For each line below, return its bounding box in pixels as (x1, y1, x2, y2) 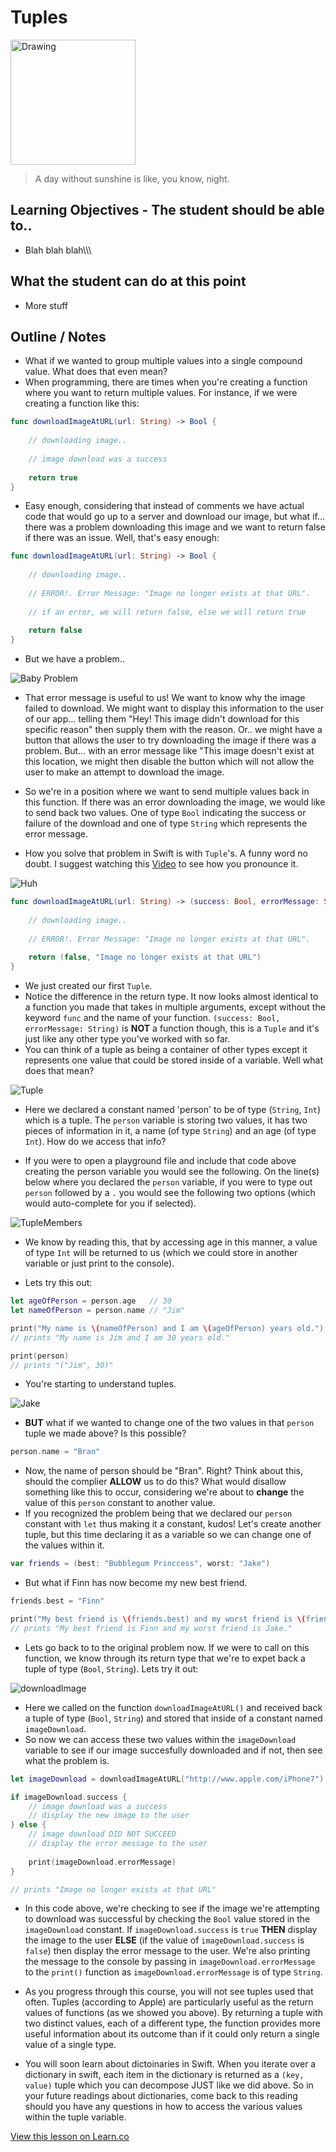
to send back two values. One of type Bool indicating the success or (24, 807, 307, 819)
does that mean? (24, 1065, 95, 1077)
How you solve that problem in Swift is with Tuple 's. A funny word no (24, 847, 308, 860)
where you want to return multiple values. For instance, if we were (24, 387, 298, 399)
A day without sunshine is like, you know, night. (34, 172, 230, 185)
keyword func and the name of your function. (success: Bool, (24, 1012, 281, 1024)
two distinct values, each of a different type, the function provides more (24, 2017, 321, 2030)
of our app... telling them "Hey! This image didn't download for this (24, 713, 300, 725)
